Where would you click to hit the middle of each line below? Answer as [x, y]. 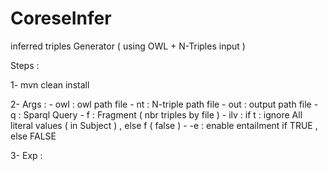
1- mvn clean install [50, 84]
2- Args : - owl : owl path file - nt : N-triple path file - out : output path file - [164, 104]
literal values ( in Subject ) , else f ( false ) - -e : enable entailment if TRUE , [164, 125]
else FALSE [33, 136]
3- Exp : [26, 155]
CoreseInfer [61, 18]
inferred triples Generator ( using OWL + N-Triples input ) [128, 46]
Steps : [25, 65]
